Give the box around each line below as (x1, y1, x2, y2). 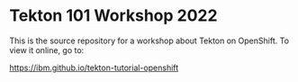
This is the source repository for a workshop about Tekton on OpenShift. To (9, 35, 290, 46)
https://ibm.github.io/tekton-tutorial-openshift (9, 62, 179, 73)
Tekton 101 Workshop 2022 (9, 5, 218, 26)
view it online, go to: (9, 44, 85, 55)
